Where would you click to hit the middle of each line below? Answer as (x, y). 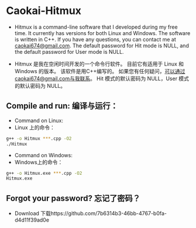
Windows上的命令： (39, 162)
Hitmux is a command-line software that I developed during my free (96, 27)
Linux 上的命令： (35, 127)
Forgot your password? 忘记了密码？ (73, 198)
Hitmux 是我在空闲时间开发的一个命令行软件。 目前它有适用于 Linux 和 (99, 64)
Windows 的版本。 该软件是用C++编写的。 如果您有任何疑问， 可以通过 (100, 71)
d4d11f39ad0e (32, 220)
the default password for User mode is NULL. (69, 51)
